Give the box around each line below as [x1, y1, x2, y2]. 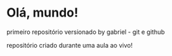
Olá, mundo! [6, 5, 79, 21]
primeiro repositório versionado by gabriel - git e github [6, 28, 165, 36]
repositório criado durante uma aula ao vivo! [6, 41, 133, 49]
